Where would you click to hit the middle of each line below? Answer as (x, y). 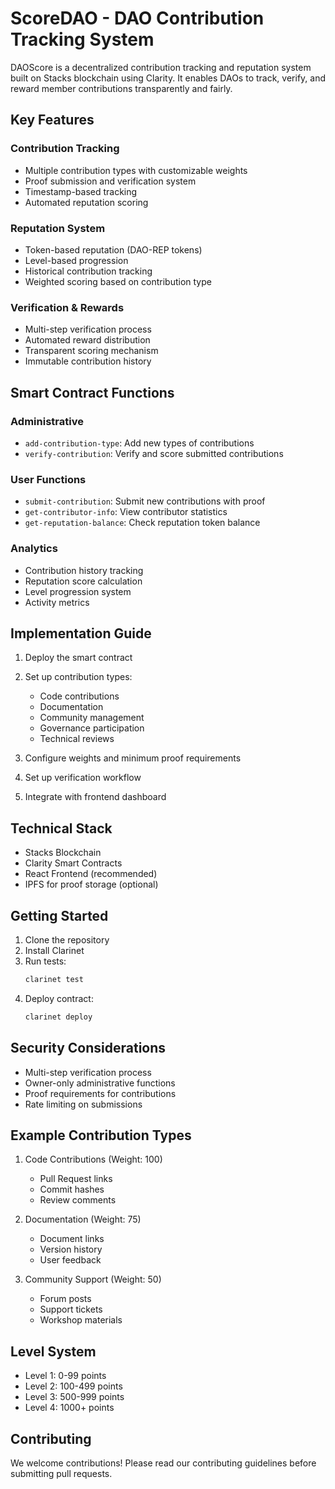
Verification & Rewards (67, 307)
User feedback (70, 1260)
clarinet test (54, 979)
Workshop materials (81, 1320)
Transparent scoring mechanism (91, 351)
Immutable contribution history (88, 361)
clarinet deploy (58, 1017)
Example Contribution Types (101, 1135)
